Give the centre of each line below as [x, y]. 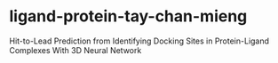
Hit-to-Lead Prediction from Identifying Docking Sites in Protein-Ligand [139, 41]
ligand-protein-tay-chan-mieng [128, 16]
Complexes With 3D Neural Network [75, 50]
